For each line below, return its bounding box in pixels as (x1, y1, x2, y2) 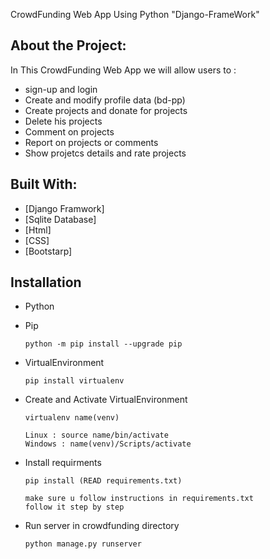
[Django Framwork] (24, 202, 105, 214)
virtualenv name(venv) (24, 413, 120, 423)
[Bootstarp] (24, 245, 73, 257)
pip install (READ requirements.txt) (24, 476, 183, 486)
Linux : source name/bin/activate (24, 430, 169, 441)
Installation (10, 274, 82, 291)
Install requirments (24, 457, 102, 469)
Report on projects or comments (24, 136, 159, 148)
